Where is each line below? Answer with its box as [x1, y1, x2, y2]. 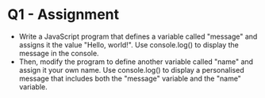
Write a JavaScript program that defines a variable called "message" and [18, 32, 258, 41]
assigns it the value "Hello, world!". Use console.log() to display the [18, 40, 239, 49]
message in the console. [18, 48, 100, 58]
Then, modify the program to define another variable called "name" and [18, 57, 254, 66]
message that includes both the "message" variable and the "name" [18, 73, 241, 83]
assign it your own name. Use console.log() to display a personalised [18, 65, 244, 74]
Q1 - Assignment [7, 6, 120, 24]
